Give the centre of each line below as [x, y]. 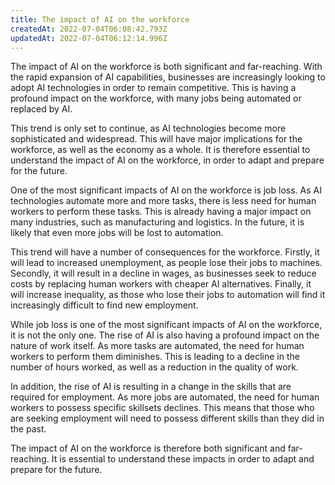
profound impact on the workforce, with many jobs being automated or [156, 98]
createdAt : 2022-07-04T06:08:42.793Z [89, 29]
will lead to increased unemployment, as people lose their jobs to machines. [166, 263]
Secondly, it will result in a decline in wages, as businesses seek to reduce [163, 273]
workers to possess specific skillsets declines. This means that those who [162, 408]
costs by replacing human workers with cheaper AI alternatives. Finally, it [161, 284]
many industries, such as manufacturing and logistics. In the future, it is [157, 222]
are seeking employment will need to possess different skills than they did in [167, 418]
